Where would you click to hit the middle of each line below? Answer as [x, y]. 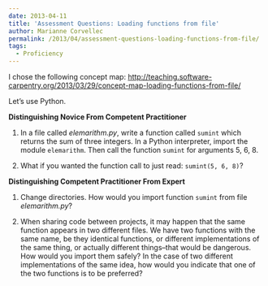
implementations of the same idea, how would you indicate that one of [138, 264]
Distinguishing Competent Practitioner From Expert [97, 181]
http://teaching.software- [170, 77]
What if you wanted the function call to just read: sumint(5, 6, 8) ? [132, 166]
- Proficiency [39, 54]
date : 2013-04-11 [38, 16]
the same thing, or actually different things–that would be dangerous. [136, 247]
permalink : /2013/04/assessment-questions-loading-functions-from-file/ [134, 39]
